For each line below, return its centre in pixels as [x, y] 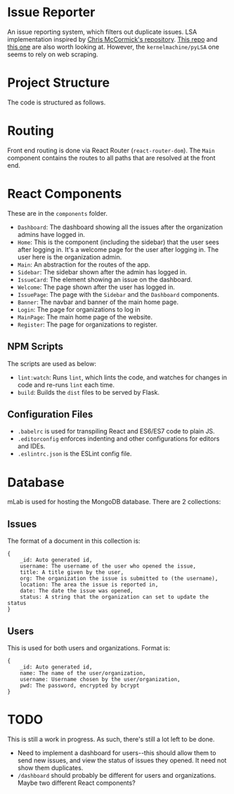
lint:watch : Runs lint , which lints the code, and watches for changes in [122, 377]
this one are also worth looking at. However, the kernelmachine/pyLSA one [113, 47]
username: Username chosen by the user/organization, [100, 679]
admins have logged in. [51, 234]
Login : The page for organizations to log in [79, 309]
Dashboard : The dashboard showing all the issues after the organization [120, 227]
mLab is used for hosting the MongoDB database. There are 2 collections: [114, 502]
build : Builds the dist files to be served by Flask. [89, 392]
